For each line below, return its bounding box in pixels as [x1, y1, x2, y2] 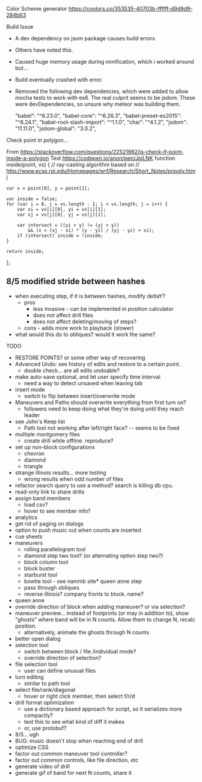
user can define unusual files [23, 667, 96, 674]
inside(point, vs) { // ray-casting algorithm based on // [6, 161, 139, 168]
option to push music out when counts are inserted [14, 526, 141, 534]
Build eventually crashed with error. [14, 76, 103, 83]
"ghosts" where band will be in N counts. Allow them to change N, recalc [14, 616, 195, 623]
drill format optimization [14, 698, 75, 706]
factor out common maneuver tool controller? [14, 750, 127, 757]
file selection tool [14, 661, 58, 668]
